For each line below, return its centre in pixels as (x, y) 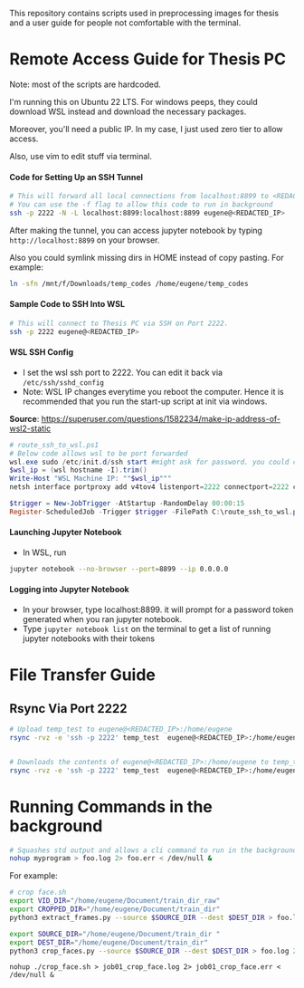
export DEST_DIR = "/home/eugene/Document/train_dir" (109, 942)
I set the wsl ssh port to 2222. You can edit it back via (123, 372)
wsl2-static (30, 428)
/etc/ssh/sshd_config (63, 383)
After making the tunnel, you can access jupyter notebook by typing (136, 230)
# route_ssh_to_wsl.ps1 (54, 445)
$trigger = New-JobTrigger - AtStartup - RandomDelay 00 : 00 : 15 (127, 504)
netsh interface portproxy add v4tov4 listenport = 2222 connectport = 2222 (149, 487)
